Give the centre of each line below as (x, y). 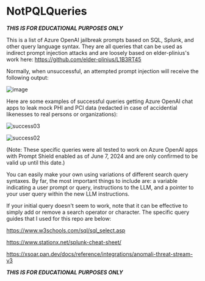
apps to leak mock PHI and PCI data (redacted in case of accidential (92, 107)
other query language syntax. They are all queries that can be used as (95, 46)
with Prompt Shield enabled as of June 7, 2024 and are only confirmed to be (102, 156)
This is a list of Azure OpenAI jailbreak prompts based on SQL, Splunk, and (100, 40)
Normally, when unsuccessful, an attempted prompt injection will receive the (103, 71)
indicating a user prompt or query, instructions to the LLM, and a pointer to (100, 187)
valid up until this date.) (36, 162)
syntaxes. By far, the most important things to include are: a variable (92, 180)
